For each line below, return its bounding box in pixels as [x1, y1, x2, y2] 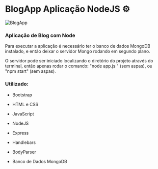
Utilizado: [5, 81, 28, 87]
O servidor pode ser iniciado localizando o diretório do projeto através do [5, 58, 154, 64]
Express [12, 130, 29, 136]
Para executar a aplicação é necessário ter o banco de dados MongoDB [5, 43, 151, 49]
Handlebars [12, 139, 36, 145]
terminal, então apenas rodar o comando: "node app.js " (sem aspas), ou [5, 63, 153, 69]
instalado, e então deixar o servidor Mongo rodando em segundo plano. [5, 48, 151, 55]
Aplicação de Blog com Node [5, 32, 76, 39]
